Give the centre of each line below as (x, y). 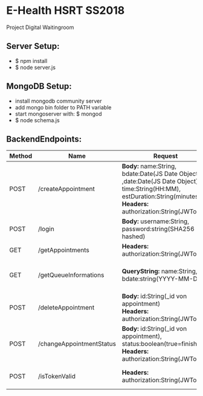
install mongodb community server (58, 101)
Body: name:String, (149, 166)
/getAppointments (64, 250)
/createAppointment (67, 189)
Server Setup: (33, 46)
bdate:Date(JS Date (150, 174)
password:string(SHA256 (158, 229)
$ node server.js (35, 67)
